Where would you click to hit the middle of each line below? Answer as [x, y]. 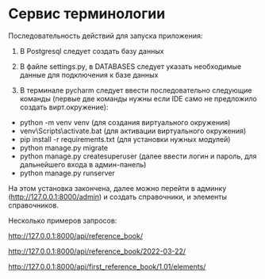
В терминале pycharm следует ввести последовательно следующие [136, 90]
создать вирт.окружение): [64, 107]
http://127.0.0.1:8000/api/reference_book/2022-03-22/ [97, 251]
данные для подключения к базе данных [89, 75]
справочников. [34, 205]
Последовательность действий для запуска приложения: [106, 36]
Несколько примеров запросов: [63, 220]
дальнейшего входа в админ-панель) [83, 164]
